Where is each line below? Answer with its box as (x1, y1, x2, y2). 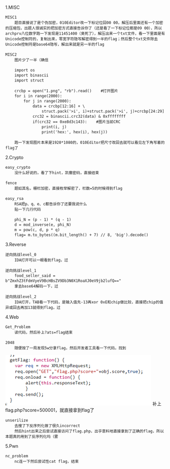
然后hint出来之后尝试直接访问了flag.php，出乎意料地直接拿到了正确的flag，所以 (14, 429, 164, 434)
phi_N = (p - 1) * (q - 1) (14, 217, 72, 222)
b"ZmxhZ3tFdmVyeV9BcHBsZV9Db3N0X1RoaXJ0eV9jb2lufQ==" (5, 278, 122, 283)
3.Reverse (5, 242, 26, 247)
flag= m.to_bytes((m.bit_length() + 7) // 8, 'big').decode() (14, 232, 149, 238)
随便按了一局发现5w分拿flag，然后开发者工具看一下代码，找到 (14, 346, 126, 351)
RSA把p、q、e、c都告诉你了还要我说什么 (14, 201, 87, 206)
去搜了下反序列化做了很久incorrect (14, 423, 80, 428)
